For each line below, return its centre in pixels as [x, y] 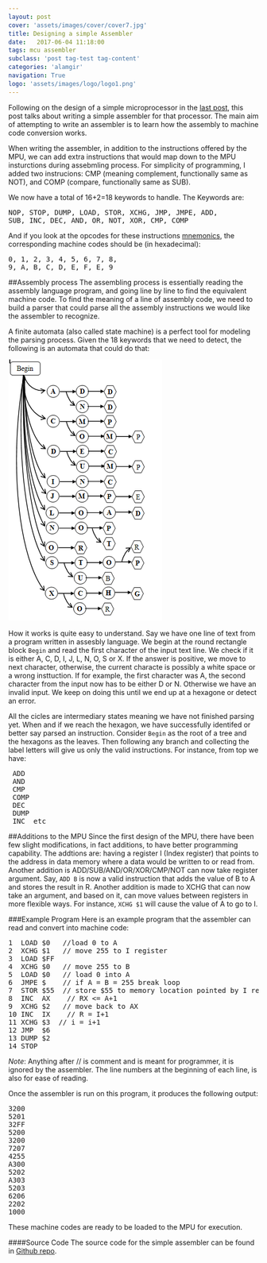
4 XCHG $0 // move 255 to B [69, 966]
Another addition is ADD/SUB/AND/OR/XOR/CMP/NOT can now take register [133, 870]
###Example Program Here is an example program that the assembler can [130, 919]
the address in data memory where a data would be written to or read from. [132, 861]
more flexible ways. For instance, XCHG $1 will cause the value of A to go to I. [133, 904]
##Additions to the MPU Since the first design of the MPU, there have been [131, 836]
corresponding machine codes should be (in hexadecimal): [104, 244]
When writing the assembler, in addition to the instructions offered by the [128, 148]
